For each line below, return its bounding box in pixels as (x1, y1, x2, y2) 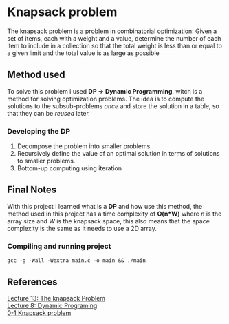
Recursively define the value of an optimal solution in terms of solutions (17, 150, 220, 158)
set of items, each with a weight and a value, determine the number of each (7, 34, 221, 42)
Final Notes (7, 184, 57, 196)
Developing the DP (7, 126, 71, 136)
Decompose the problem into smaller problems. (17, 142, 153, 150)
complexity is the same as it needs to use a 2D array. (7, 224, 157, 232)
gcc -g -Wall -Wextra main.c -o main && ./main (7, 257, 146, 264)
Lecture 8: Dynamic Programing (7, 301, 98, 310)
